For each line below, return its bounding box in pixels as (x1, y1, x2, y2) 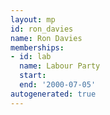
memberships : (10, 42, 65, 53)
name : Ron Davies (10, 33, 83, 43)
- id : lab (10, 52, 52, 62)
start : (19, 71, 47, 81)
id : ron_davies (10, 24, 74, 34)
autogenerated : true (10, 89, 97, 99)
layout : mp (10, 14, 56, 25)
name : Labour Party (19, 61, 101, 71)
